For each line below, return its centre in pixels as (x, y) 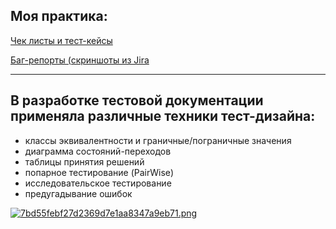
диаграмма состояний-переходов (98, 151)
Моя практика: (59, 16)
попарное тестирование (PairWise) (99, 172)
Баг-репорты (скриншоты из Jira (80, 60)
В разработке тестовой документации (137, 100)
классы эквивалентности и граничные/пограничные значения (158, 140)
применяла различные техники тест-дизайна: (163, 116)
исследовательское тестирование (98, 183)
